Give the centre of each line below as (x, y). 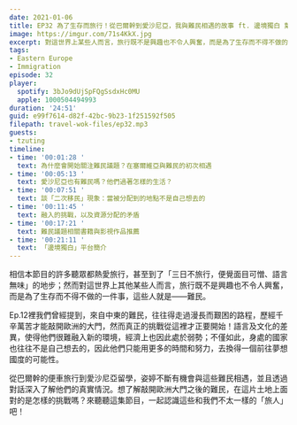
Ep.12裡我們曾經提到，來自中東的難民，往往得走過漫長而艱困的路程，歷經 (143, 315)
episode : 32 (31, 75)
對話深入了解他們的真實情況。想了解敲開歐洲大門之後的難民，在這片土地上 (145, 390)
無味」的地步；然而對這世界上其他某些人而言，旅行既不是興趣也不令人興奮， (148, 285)
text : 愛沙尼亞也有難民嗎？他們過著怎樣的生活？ (95, 182)
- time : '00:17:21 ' (47, 223)
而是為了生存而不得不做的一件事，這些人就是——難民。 (110, 297)
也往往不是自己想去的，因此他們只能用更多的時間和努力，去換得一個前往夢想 (148, 348)
